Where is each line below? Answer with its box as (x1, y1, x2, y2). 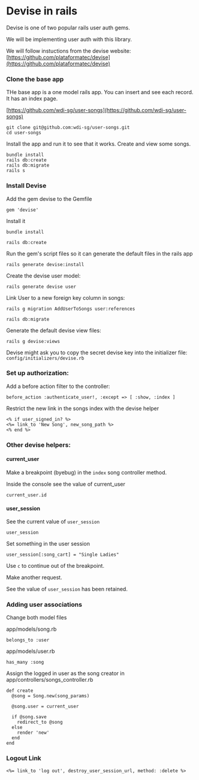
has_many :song (6, 659, 44, 665)
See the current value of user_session (6, 518, 100, 525)
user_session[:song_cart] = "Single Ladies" (6, 552, 119, 558)
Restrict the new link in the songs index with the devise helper (6, 405, 159, 412)
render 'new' (17, 730, 50, 736)
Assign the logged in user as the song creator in (6, 670, 125, 677)
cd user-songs (6, 130, 42, 136)
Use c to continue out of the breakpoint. (6, 562, 105, 570)
